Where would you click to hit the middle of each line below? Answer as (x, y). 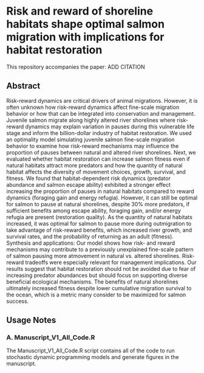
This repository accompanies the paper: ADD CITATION (76, 67)
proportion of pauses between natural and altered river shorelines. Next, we (101, 152)
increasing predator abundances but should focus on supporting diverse (97, 275)
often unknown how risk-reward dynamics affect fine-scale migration (93, 107)
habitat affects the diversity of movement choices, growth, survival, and (96, 172)
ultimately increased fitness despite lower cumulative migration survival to (99, 288)
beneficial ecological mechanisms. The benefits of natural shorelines (92, 282)
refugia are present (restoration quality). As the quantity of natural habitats (100, 217)
